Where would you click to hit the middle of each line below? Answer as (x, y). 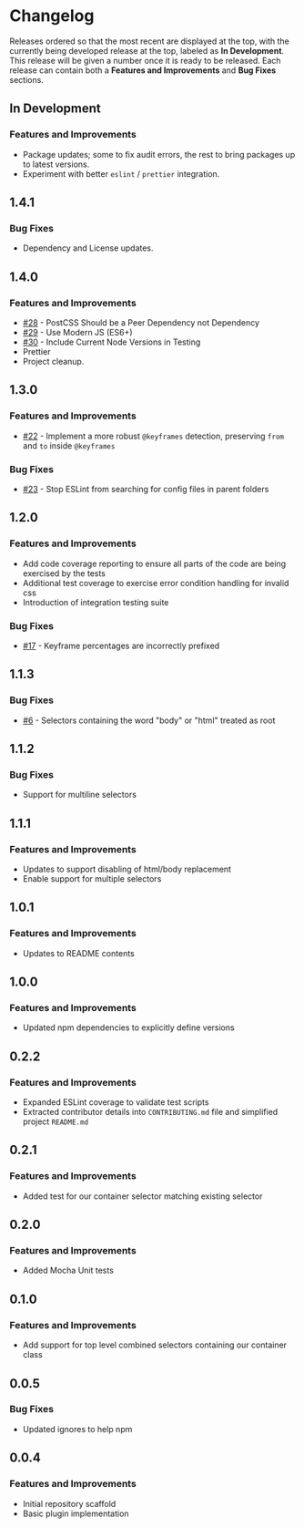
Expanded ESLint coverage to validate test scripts (116, 1102)
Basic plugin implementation (76, 1513)
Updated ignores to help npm (77, 1429)
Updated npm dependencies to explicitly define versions (128, 1027)
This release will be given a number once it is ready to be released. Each (145, 60)
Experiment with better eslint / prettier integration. (121, 173)
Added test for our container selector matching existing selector (142, 1196)
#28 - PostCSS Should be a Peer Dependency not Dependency (141, 323)
